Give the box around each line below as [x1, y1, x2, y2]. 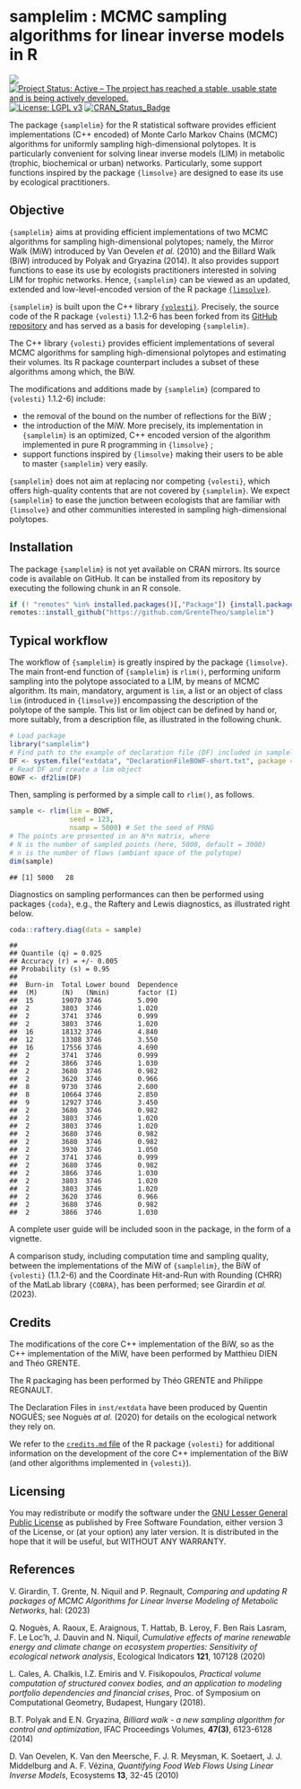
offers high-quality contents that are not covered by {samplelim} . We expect [9, 484, 290, 495]
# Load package [9, 731, 66, 741]
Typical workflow [9, 633, 108, 648]
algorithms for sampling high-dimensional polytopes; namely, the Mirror [9, 236, 274, 247]
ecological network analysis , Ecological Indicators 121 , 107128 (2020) [9, 1651, 266, 1662]
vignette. [9, 1234, 42, 1244]
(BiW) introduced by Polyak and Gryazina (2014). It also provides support [9, 255, 279, 266]
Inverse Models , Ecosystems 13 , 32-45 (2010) [9, 1769, 179, 1780]
